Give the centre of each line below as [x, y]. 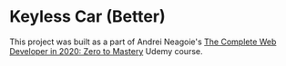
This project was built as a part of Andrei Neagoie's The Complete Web [143, 42]
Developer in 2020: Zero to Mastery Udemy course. [106, 51]
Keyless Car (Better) [87, 17]
